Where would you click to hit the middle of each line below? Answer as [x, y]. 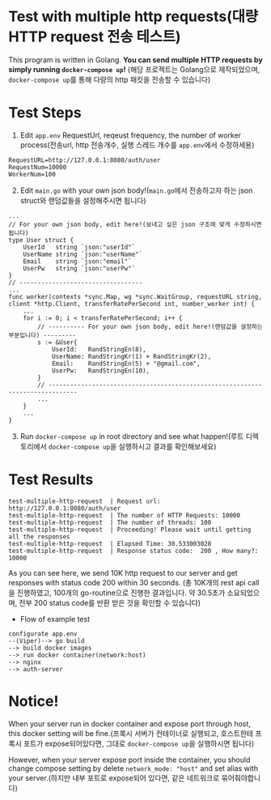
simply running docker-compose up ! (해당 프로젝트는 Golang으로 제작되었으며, [134, 69]
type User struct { [41, 240]
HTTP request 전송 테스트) [95, 37]
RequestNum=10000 [38, 167]
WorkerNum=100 [32, 174]
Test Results [51, 480]
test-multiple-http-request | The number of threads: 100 [110, 522]
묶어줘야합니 [241, 777]
